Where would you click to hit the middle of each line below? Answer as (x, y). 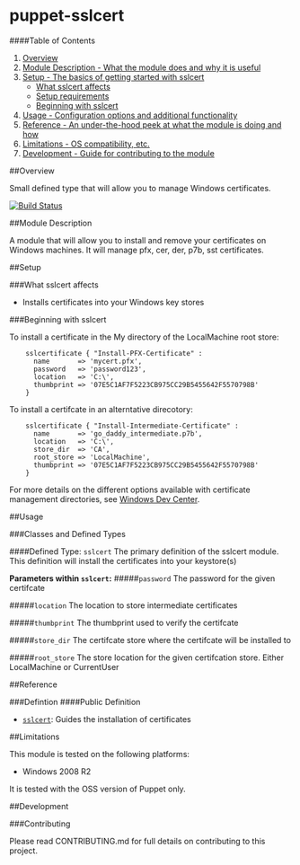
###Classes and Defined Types (67, 534)
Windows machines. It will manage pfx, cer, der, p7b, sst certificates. (137, 250)
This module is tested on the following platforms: (100, 754)
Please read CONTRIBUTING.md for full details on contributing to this (137, 841)
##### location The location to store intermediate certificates (124, 605)
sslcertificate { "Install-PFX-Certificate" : (114, 353)
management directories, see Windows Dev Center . (105, 499)
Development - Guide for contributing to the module (119, 153)
